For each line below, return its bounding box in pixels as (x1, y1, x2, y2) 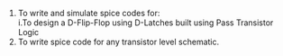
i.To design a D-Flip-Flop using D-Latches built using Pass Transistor (17, 17, 274, 28)
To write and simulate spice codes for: (17, 8, 160, 18)
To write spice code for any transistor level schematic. (17, 36, 220, 47)
